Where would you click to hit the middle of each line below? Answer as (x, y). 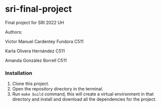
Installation (19, 73)
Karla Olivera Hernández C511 (35, 51)
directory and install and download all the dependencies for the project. (84, 99)
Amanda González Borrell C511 (36, 60)
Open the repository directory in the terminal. (58, 89)
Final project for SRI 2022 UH (35, 22)
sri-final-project (38, 9)
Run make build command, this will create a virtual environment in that (83, 94)
